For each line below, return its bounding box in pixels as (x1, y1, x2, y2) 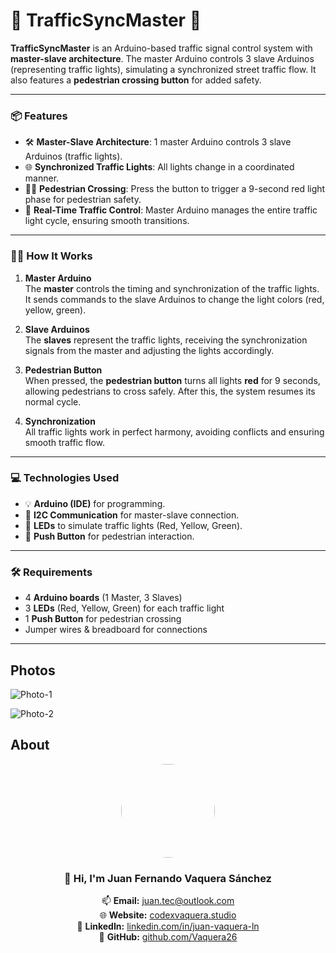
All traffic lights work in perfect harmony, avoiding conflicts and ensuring (24, 425, 325, 438)
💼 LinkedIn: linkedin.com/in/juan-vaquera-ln (76, 920, 260, 933)
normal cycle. (24, 395, 82, 408)
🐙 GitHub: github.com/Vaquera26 (98, 931, 238, 943)
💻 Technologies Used (10, 471, 120, 485)
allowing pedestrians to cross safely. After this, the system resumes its (24, 385, 316, 397)
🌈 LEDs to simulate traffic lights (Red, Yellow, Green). (24, 519, 243, 531)
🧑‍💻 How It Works (10, 249, 93, 263)
